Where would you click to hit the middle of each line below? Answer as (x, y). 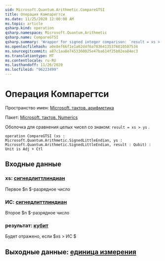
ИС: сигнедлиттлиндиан (36, 202)
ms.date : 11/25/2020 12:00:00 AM (40, 19)
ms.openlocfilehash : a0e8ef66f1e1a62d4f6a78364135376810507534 (72, 47)
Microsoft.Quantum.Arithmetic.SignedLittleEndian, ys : (64, 140)
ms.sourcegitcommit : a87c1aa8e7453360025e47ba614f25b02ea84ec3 (72, 51)
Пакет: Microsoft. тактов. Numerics (41, 117)
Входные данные (33, 164)
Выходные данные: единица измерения (71, 252)
